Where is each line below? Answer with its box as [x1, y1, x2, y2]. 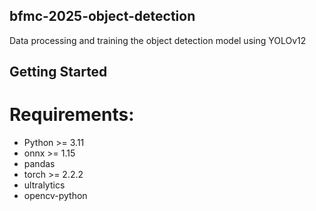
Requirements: [9, 104, 135, 126]
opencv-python [23, 190, 88, 202]
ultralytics [23, 179, 66, 191]
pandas [23, 158, 56, 170]
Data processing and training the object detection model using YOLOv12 [9, 34, 307, 46]
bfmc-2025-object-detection [9, 8, 196, 25]
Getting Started [9, 64, 108, 81]
